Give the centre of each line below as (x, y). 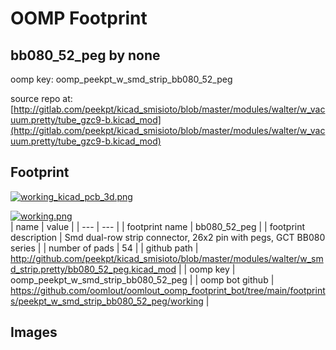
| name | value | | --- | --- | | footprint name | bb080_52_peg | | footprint (158, 226)
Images (34, 332)
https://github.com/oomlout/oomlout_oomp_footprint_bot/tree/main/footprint (168, 290)
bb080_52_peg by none (85, 55)
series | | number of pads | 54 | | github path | (104, 248)
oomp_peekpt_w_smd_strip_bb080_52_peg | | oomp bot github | (142, 279)
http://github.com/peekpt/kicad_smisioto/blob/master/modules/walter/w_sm (167, 258)
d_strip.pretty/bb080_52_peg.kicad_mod (93, 269)
